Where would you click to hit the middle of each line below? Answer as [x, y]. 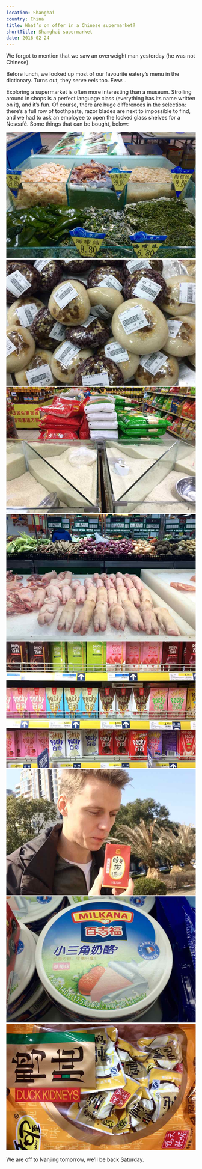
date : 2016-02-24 [28, 38]
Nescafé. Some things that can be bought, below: [68, 124]
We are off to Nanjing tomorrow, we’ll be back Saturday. [75, 1159]
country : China [25, 19]
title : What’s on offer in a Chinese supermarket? [71, 25]
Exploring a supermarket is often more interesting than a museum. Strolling [99, 92]
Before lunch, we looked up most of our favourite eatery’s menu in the [93, 74]
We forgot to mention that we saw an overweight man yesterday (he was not [101, 56]
